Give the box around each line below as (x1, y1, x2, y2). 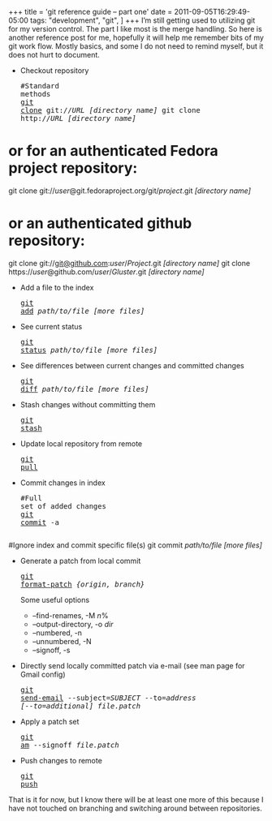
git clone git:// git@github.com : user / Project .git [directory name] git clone (8, 258, 250, 268)
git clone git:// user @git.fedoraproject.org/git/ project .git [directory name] (8, 186, 252, 196)
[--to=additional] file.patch (19, 701, 140, 711)
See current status (19, 321, 83, 331)
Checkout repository (19, 66, 89, 75)
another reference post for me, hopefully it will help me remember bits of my (8, 32, 264, 42)
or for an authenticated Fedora (8, 142, 219, 161)
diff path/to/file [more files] (19, 385, 149, 393)
